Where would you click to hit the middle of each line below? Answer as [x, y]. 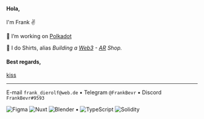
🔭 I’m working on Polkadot [39, 36]
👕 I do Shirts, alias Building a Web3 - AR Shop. [64, 48]
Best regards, [24, 62]
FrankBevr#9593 [25, 98]
